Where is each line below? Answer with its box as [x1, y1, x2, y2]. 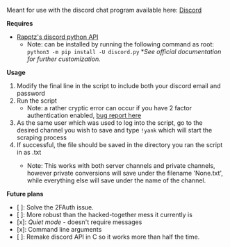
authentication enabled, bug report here [26, 111, 142, 119]
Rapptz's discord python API [16, 33, 99, 41]
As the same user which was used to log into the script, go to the [16, 119, 203, 127]
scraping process [16, 133, 67, 142]
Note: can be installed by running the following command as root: [26, 40, 215, 48]
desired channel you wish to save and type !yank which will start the [16, 126, 213, 134]
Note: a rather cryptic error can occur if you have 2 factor [26, 104, 192, 112]
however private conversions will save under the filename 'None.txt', [26, 169, 224, 177]
